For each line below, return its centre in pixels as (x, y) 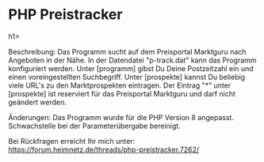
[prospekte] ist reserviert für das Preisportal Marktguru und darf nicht (122, 93)
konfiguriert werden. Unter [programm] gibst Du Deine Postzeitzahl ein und (131, 68)
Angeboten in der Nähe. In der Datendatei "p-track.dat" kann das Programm (132, 60)
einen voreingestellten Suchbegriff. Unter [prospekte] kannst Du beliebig (127, 77)
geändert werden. (38, 102)
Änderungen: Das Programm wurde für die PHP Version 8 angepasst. (121, 117)
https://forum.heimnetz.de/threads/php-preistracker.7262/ (104, 149)
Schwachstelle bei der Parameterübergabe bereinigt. (94, 126)
